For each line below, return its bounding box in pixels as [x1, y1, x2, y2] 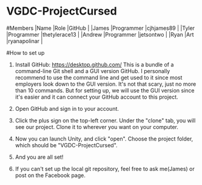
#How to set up [6, 49, 45, 56]
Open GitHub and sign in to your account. [15, 105, 120, 112]
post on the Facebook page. [15, 172, 86, 179]
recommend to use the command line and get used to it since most [15, 74, 183, 81]
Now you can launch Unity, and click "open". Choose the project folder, [15, 135, 194, 142]
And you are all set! [15, 153, 64, 161]
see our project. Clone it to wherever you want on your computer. [15, 123, 179, 130]
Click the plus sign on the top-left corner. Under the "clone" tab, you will [15, 117, 196, 124]
